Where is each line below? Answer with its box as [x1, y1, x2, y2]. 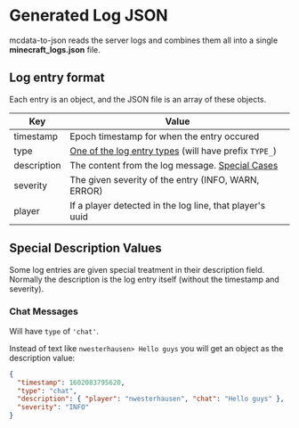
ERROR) [69, 185, 103, 197]
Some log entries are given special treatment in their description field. [9, 264, 265, 275]
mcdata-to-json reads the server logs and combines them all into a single [9, 35, 279, 45]
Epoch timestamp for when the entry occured [69, 130, 260, 143]
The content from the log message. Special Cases [69, 159, 279, 171]
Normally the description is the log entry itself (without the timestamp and [9, 274, 280, 284]
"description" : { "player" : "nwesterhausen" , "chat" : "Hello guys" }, [17, 394, 285, 404]
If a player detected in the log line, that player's [69, 199, 265, 211]
